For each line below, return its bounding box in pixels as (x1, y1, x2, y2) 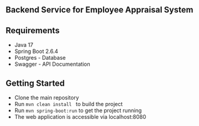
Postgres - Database (14, 54, 66, 61)
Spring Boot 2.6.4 (14, 48, 58, 55)
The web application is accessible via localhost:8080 (14, 113, 147, 121)
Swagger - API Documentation (14, 60, 90, 68)
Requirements (5, 25, 60, 36)
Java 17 (14, 42, 34, 49)
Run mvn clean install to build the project (14, 101, 123, 108)
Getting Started (5, 78, 65, 88)
